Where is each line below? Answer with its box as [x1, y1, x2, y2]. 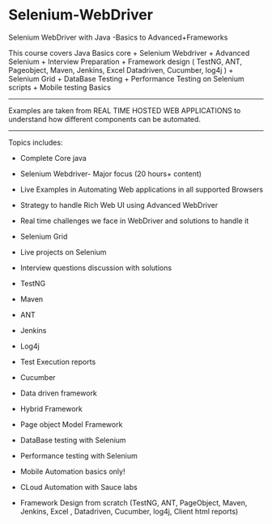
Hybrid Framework [19, 404, 83, 413]
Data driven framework [19, 388, 97, 398]
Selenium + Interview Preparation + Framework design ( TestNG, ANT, [8, 57, 243, 66]
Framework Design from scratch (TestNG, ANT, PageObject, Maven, [19, 497, 248, 507]
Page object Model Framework [19, 419, 123, 429]
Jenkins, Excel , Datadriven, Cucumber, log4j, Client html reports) [19, 506, 239, 516]
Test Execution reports [19, 357, 96, 366]
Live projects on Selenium [19, 247, 107, 256]
